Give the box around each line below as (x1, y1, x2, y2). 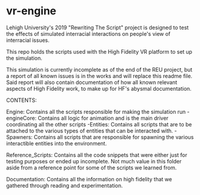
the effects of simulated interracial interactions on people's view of (6, 30, 171, 37)
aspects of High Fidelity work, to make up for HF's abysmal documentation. (6, 85, 192, 92)
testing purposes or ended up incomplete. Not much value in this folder (6, 157, 182, 165)
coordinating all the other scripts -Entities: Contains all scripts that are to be (6, 120, 192, 128)
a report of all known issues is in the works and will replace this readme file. (6, 72, 193, 79)
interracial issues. (6, 36, 50, 44)
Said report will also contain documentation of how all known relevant (6, 79, 177, 86)
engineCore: (6, 114, 37, 122)
